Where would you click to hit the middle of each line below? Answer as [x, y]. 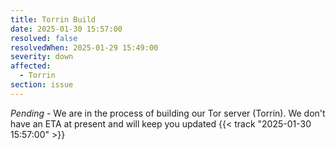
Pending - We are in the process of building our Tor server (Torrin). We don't [168, 113]
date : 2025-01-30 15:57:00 [66, 29]
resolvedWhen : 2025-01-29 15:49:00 [84, 47]
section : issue [42, 85]
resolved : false [44, 38]
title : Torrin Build [53, 19]
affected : [31, 66]
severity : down [42, 57]
